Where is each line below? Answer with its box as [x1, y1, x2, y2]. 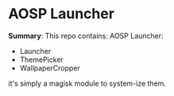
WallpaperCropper [19, 63, 81, 72]
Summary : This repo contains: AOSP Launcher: [8, 31, 164, 40]
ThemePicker [19, 55, 64, 64]
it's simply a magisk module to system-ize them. [8, 79, 167, 88]
